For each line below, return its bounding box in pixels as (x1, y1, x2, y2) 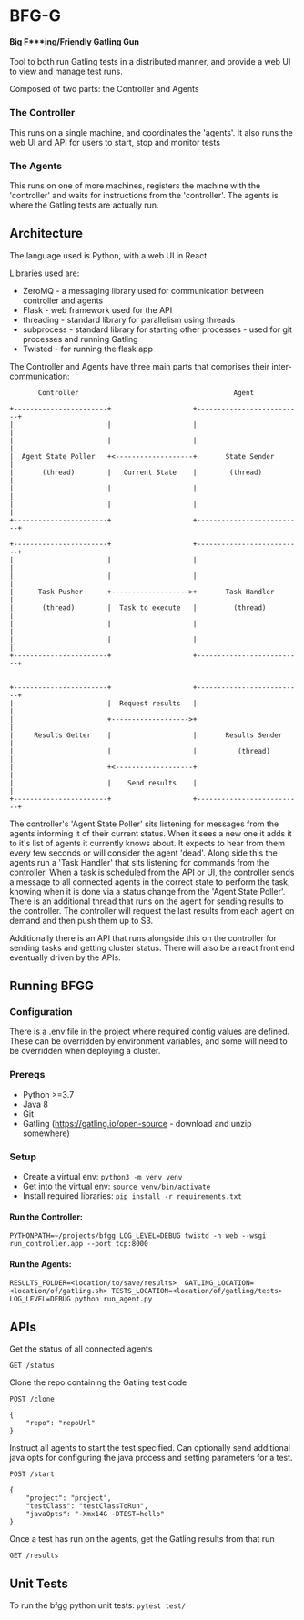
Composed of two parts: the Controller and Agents (9, 84, 199, 95)
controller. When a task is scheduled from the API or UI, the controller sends (9, 866, 295, 877)
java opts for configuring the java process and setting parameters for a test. (9, 1453, 293, 1463)
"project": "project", (25, 1493, 112, 1503)
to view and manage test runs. (9, 66, 123, 77)
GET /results (9, 1551, 59, 1561)
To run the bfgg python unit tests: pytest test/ (9, 1600, 187, 1611)
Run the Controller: (9, 1211, 84, 1222)
